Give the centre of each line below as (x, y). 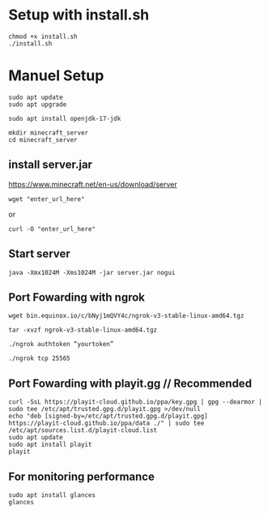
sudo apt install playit (50, 445)
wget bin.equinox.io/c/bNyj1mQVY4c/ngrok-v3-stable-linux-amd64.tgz (126, 316)
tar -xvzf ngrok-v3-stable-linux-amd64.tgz (83, 330)
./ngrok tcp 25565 (39, 358)
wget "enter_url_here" (47, 199)
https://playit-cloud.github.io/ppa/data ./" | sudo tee (106, 423)
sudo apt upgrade (38, 104)
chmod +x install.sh (43, 36)
